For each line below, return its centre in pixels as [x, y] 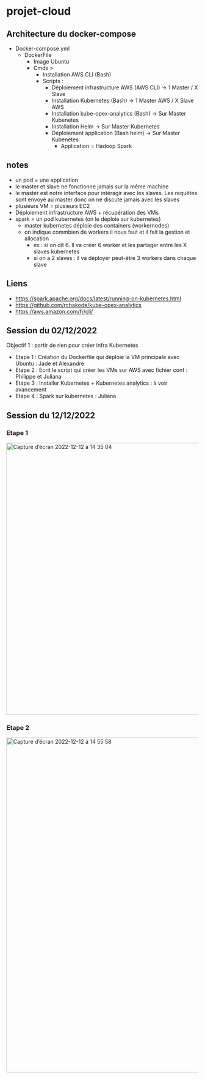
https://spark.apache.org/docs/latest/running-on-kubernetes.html [98, 298]
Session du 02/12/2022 [52, 331]
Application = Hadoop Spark [96, 146]
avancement [31, 390]
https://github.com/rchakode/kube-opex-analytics [78, 305]
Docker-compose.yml [42, 48]
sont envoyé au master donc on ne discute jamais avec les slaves [97, 199]
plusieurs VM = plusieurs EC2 [52, 206]
